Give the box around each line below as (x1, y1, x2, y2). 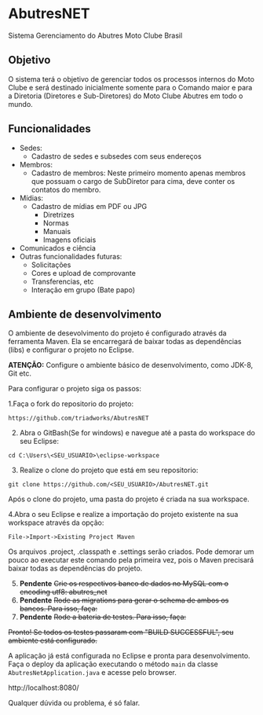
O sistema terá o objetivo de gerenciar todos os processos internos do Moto (8, 74, 255, 83)
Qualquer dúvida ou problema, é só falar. (8, 698, 141, 708)
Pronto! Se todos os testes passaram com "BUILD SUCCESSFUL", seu (8, 628, 234, 637)
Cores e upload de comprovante (31, 268, 136, 277)
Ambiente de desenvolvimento (8, 307, 163, 321)
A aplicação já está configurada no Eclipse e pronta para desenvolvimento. (8, 651, 250, 661)
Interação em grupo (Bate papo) (31, 284, 136, 295)
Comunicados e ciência (19, 243, 97, 252)
